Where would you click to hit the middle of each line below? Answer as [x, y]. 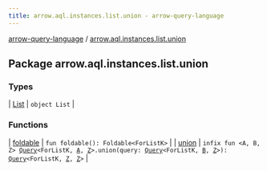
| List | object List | [41, 104]
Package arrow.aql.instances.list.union [108, 64]
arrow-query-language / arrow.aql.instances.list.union [97, 39]
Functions [28, 125]
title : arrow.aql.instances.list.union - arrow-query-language [116, 16]
